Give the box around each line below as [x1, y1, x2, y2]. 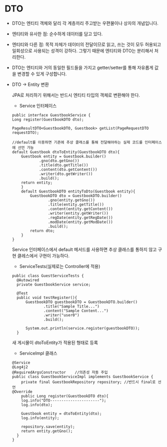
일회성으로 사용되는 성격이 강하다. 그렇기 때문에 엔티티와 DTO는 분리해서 [11, 47, 153, 53]
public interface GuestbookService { [11, 112, 91, 117]
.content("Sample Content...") [43, 308, 108, 313]
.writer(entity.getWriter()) [47, 210, 108, 215]
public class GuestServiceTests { [11, 273, 84, 278]
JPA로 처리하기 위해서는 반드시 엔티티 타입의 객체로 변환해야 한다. [11, 92, 140, 98]
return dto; [30, 228, 55, 233]
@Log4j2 [11, 364, 28, 369]
